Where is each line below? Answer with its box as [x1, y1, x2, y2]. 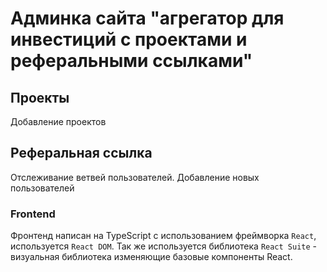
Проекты [10, 89, 70, 106]
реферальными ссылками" [10, 50, 253, 72]
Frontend [10, 207, 56, 221]
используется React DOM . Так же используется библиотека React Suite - [10, 240, 318, 252]
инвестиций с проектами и [10, 28, 248, 51]
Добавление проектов [10, 116, 107, 127]
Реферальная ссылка [10, 145, 153, 162]
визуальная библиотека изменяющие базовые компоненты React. [10, 251, 293, 263]
